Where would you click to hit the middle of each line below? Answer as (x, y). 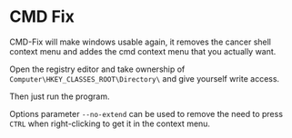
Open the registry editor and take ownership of (97, 69)
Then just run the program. (60, 96)
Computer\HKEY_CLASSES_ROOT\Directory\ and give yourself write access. (145, 78)
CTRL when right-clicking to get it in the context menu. (110, 123)
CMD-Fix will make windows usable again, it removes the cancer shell (140, 42)
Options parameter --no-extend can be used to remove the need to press (146, 113)
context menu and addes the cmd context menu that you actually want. (143, 51)
